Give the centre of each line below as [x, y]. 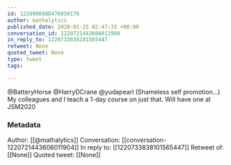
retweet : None [28, 46]
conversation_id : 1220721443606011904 [64, 33]
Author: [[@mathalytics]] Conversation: [64, 140]
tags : [15, 66]
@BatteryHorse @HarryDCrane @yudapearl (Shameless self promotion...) [114, 92]
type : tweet [24, 59]
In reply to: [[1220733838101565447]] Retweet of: [152, 147]
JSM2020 [22, 106]
